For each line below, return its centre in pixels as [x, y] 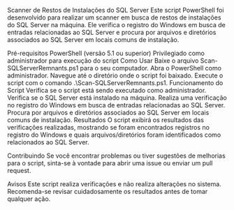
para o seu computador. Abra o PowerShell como [151, 68]
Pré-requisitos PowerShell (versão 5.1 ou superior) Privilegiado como [106, 53]
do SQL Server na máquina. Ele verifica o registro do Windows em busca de [116, 25]
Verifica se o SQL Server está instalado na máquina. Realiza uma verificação [117, 98]
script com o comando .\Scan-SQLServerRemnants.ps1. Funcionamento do [115, 83]
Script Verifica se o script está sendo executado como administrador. [107, 90]
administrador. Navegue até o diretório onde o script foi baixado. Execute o [115, 75]
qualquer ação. [29, 199]
